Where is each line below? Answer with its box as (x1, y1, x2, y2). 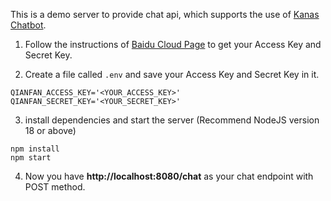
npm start (10, 153, 52, 163)
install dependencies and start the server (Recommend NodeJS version (24, 114, 320, 126)
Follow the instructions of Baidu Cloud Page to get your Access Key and (24, 39, 322, 50)
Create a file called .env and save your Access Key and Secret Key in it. (24, 69, 320, 80)
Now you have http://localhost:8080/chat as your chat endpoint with (24, 170, 314, 182)
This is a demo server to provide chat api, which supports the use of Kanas (10, 9, 320, 20)
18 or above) (24, 125, 77, 136)
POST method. (24, 181, 86, 193)
